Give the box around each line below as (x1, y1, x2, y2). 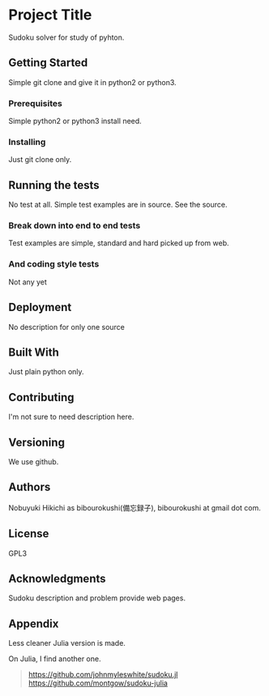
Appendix (8, 617, 59, 630)
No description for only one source (8, 322, 126, 331)
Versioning (8, 435, 65, 449)
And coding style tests (8, 258, 100, 270)
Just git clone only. (8, 155, 72, 164)
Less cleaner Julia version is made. (8, 638, 126, 648)
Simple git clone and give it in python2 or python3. (8, 77, 177, 87)
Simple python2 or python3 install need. (8, 116, 142, 126)
